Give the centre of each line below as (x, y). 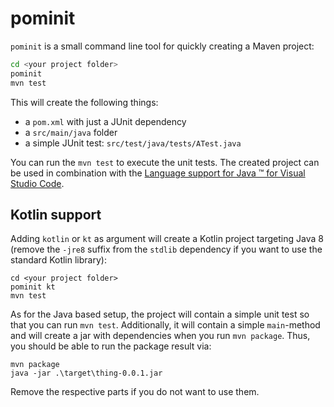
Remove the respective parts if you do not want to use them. (135, 392)
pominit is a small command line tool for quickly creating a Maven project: (162, 46)
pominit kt (33, 287)
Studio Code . (37, 183)
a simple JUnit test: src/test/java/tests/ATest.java (133, 143)
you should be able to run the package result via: (111, 346)
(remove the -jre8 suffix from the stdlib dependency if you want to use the (166, 249)
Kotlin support (56, 214)
